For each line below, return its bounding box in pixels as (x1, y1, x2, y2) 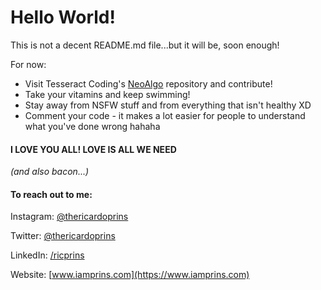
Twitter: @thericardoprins (10, 230, 116, 242)
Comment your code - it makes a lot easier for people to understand (24, 109, 306, 121)
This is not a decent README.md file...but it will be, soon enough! (10, 39, 280, 51)
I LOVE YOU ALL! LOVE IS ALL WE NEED (10, 143, 177, 155)
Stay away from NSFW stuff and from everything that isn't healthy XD (24, 99, 312, 111)
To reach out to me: (10, 188, 93, 200)
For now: (10, 58, 47, 70)
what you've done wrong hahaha (24, 120, 161, 132)
